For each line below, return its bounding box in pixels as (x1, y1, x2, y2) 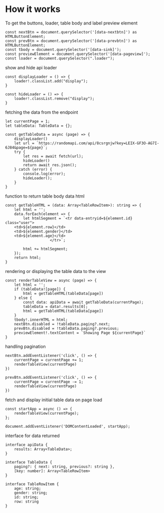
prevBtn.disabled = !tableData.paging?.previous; (14, 326, 120, 331)
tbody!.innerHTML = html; (14, 317, 68, 322)
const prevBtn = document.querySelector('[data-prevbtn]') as (5, 38, 137, 43)
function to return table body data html (5, 193, 85, 199)
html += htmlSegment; (23, 246, 68, 252)
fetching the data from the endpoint (5, 109, 78, 115)
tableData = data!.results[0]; (23, 304, 88, 309)
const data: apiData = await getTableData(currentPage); (23, 299, 144, 305)
